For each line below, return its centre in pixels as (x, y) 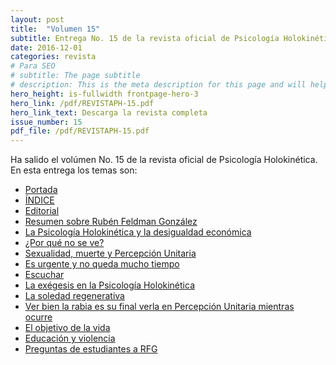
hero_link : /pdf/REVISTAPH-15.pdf (82, 103)
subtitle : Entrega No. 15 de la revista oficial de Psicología (145, 38)
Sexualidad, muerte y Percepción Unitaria (110, 253)
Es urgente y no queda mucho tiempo (102, 264)
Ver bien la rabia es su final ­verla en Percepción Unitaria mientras (159, 307)
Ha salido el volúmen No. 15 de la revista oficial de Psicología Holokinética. (164, 160)
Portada (41, 190)
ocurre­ (38, 317)
